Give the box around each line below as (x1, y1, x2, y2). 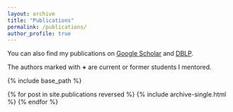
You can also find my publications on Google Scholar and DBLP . (7, 49, 193, 58)
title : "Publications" (7, 17, 74, 24)
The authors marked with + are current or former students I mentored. (7, 63, 212, 71)
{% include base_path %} (7, 77, 82, 85)
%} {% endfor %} (7, 98, 59, 106)
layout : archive (7, 10, 55, 18)
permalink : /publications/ (7, 23, 87, 30)
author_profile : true (7, 30, 72, 37)
